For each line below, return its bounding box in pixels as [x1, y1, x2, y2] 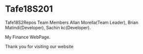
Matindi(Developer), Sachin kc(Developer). [5, 24, 91, 30]
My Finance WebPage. [5, 34, 51, 40]
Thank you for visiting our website [5, 43, 74, 49]
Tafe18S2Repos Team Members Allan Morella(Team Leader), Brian [5, 19, 139, 25]
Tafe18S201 [5, 3, 53, 15]
